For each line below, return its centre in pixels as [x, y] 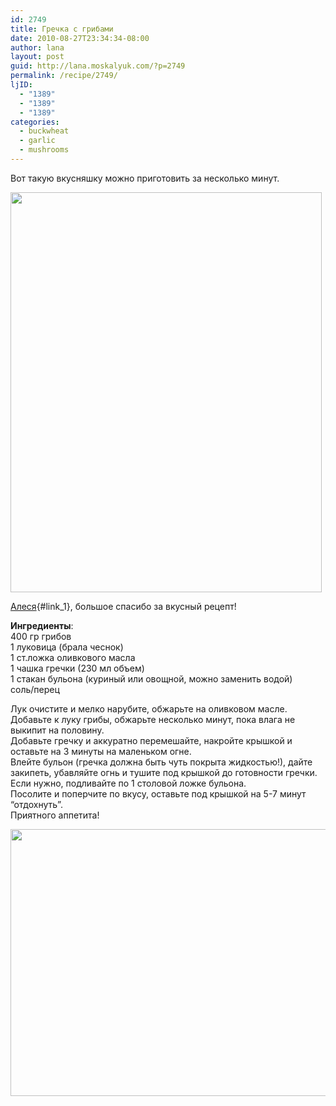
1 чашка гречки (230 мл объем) [77, 668]
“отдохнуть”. [36, 804]
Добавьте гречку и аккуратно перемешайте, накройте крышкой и [151, 740]
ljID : [21, 85]
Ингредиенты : [42, 625]
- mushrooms [44, 150]
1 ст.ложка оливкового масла [73, 657]
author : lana [37, 47]
